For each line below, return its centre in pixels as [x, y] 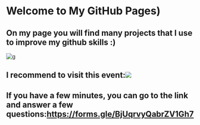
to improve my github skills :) [61, 42]
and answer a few [40, 104]
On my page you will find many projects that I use [99, 33]
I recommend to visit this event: [66, 75]
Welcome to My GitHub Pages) [83, 11]
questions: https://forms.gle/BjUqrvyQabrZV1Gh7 [100, 114]
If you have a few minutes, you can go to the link [97, 96]
